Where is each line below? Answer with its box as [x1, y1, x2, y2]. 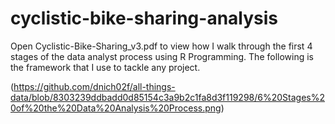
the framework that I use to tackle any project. [10, 61, 201, 73]
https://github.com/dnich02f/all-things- [13, 80, 176, 92]
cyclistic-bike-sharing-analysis [10, 7, 279, 30]
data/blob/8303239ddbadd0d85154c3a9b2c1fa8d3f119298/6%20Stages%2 [10, 91, 326, 103]
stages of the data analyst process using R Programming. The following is [10, 50, 315, 62]
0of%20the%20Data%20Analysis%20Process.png [10, 102, 222, 114]
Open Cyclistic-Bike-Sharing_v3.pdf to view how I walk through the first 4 [10, 40, 313, 52]
